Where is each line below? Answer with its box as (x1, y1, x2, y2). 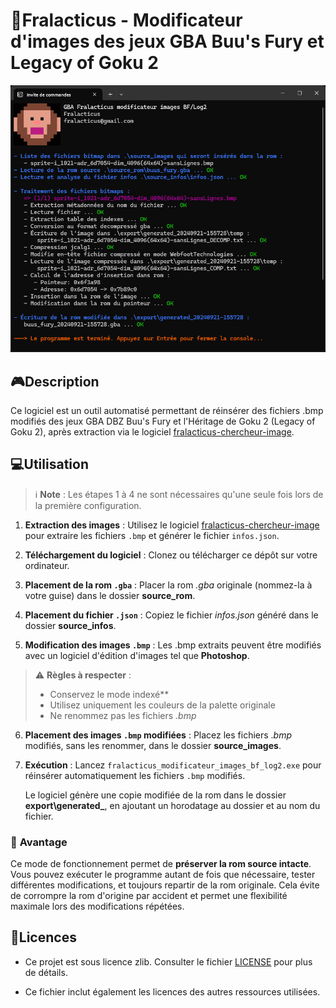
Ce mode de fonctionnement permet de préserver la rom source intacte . (10, 858, 312, 870)
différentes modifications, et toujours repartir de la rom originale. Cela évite (10, 879, 320, 891)
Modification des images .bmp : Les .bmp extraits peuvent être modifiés (24, 639, 322, 651)
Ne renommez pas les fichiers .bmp (49, 709, 197, 721)
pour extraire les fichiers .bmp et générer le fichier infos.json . (24, 529, 280, 541)
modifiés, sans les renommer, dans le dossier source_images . (24, 739, 282, 751)
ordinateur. (24, 559, 70, 571)
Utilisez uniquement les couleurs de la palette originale (49, 699, 276, 711)
